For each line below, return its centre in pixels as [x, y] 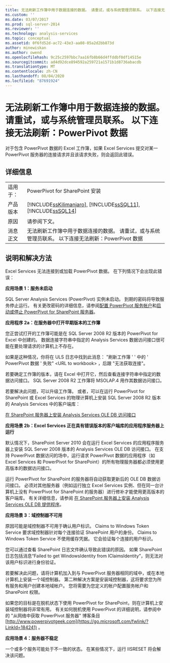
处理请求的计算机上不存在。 [47, 346]
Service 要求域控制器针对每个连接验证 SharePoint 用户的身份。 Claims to [81, 532]
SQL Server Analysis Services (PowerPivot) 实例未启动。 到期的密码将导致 [83, 299]
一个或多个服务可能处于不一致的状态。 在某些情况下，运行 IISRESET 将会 [81, 649]
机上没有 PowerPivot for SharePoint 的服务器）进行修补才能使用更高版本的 [87, 492]
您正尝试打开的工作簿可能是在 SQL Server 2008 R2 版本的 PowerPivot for [82, 334]
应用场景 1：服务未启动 [29, 288]
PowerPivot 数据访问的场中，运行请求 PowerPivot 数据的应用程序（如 [83, 456]
